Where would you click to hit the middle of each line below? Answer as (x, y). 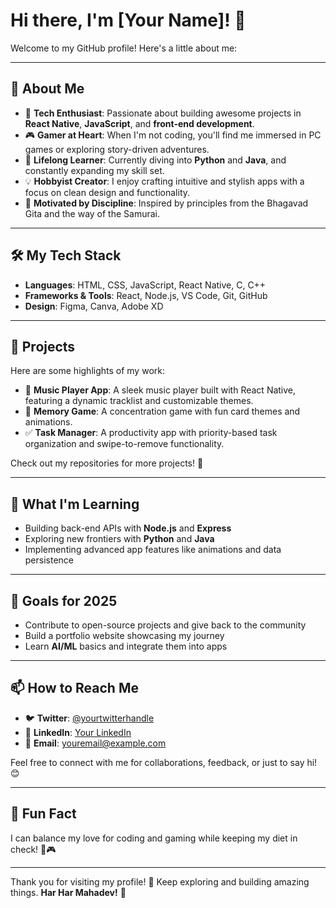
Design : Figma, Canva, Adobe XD (94, 306)
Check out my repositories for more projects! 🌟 (107, 463)
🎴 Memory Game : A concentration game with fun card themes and (162, 411)
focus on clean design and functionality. (107, 192)
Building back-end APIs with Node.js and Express (128, 528)
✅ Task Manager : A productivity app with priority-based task (151, 433)
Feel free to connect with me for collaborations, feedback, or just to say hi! (164, 762)
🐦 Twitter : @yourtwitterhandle (89, 718)
